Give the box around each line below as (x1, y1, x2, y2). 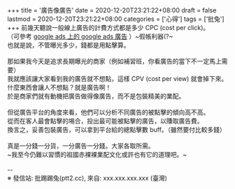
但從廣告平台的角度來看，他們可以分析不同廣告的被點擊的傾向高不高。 (7, 108, 210, 116)
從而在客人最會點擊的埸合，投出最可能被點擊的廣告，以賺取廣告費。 (7, 117, 204, 125)
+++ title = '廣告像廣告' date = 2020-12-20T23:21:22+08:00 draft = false (7, 6, 217, 14)
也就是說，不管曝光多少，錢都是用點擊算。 (7, 41, 130, 49)
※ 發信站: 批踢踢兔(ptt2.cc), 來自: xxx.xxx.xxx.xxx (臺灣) (7, 174, 168, 182)
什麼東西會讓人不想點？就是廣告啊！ (7, 83, 112, 91)
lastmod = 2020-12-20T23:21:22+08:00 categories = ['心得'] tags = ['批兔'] (7, 15, 225, 23)
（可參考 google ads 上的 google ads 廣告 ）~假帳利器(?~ (7, 32, 173, 40)
